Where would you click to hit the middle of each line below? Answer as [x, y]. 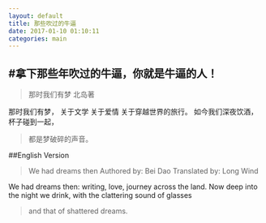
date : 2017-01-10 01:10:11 [54, 31]
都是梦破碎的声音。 [60, 139]
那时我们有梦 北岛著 [61, 95]
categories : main [38, 39]
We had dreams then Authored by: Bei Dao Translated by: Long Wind [143, 171]
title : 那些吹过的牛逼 [43, 24]
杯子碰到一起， [33, 122]
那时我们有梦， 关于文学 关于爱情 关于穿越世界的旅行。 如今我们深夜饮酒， [133, 112]
